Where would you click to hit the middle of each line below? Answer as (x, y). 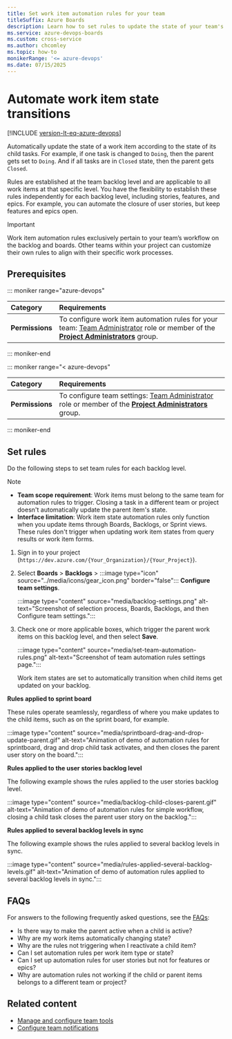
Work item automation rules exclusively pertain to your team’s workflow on (113, 237)
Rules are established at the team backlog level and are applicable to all (109, 182)
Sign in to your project (49, 552)
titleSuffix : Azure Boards (46, 20)
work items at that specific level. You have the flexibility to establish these (112, 189)
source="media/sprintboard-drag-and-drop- (141, 733)
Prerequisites (37, 274)
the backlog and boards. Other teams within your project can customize (109, 245)
